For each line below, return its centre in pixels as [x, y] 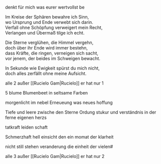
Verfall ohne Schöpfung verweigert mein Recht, [54, 27]
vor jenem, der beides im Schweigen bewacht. [53, 58]
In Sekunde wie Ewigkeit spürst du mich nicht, [52, 68]
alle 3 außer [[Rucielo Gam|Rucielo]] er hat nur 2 [55, 156]
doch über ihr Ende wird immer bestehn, [47, 48]
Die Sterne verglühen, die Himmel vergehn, [49, 42]
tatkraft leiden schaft [26, 127]
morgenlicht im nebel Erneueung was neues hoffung [59, 102]
